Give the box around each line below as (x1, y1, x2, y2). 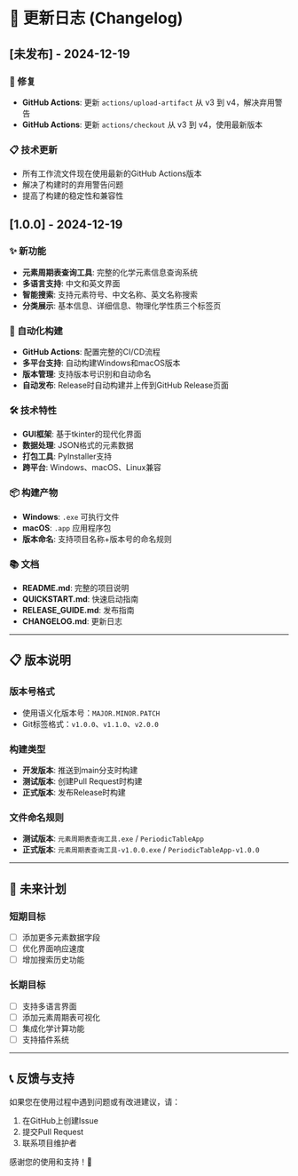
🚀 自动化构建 (9, 324, 64, 337)
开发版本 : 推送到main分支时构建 (21, 765, 138, 776)
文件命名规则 (9, 811, 65, 823)
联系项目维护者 (21, 1137, 77, 1148)
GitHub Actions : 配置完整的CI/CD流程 (21, 347, 161, 357)
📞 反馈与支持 (9, 1071, 75, 1086)
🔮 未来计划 (9, 881, 67, 896)
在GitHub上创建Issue (21, 1115, 99, 1125)
